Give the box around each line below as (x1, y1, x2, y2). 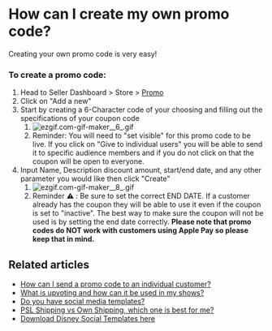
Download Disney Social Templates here (19, 314, 156, 324)
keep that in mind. (32, 234, 95, 244)
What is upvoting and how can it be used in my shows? (19, 288, 205, 298)
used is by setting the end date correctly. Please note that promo (32, 217, 252, 227)
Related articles (8, 257, 89, 272)
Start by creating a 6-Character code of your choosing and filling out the (19, 105, 263, 114)
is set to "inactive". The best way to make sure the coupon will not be (32, 208, 264, 218)
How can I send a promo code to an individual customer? (19, 279, 211, 289)
